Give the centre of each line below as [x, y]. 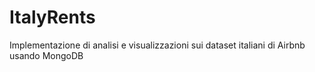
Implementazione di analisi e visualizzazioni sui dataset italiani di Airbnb [157, 45]
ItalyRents [52, 17]
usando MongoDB [46, 55]
